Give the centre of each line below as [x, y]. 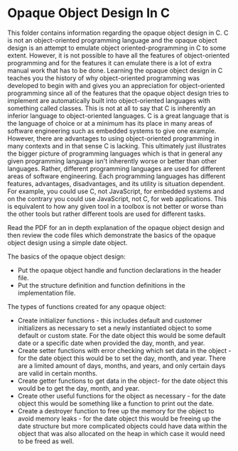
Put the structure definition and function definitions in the [102, 285]
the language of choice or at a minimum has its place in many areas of [110, 123]
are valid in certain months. [58, 373]
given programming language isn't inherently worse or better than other [112, 161]
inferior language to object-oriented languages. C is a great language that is [118, 116]
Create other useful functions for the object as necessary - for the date [121, 396]
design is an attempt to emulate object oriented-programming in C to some [117, 48]
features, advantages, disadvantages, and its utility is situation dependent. [116, 183]
